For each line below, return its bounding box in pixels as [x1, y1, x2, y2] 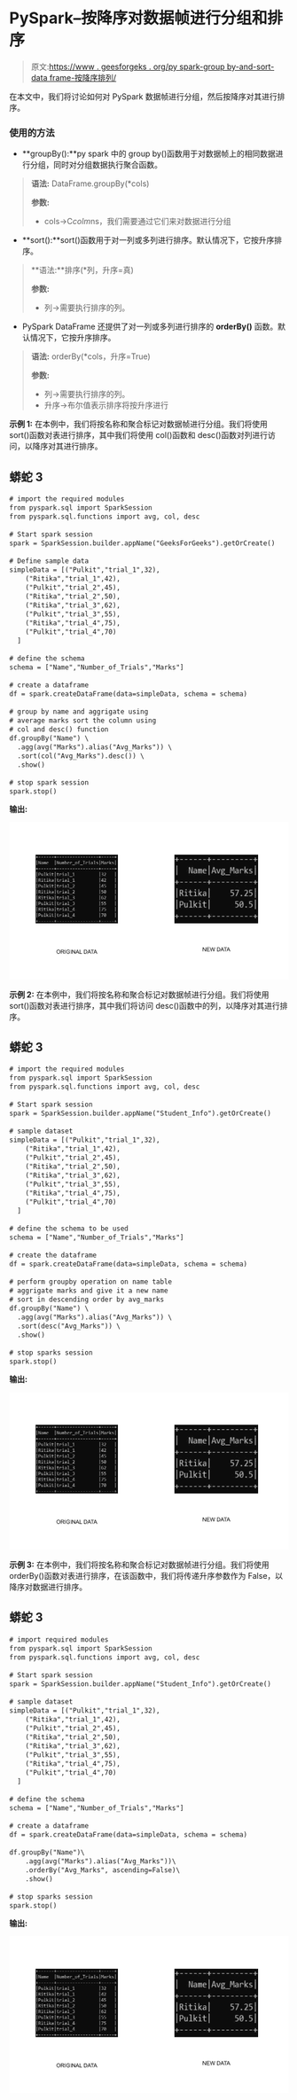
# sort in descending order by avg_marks [9, 1295, 165, 1304]
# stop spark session [9, 778, 90, 787]
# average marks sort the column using [9, 716, 157, 725]
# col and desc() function [9, 725, 109, 734]
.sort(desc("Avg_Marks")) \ [17, 1322, 121, 1331]
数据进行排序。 [32, 1581, 87, 1592]
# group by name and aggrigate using [9, 707, 149, 716]
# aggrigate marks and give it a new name [9, 1286, 168, 1295]
